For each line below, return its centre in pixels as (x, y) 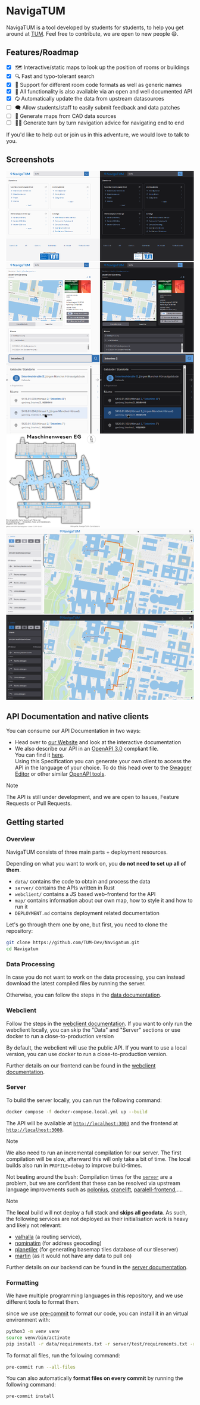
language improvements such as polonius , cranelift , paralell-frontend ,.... (95, 1189)
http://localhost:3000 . (35, 1129)
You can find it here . (39, 755)
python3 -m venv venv (33, 1331)
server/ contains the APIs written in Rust (65, 888)
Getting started (35, 822)
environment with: (28, 1319)
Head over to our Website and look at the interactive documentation (98, 742)
